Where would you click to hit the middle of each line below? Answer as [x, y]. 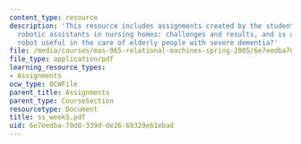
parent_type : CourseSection [62, 101]
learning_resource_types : [57, 68]
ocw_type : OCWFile [43, 84]
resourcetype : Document [54, 109]
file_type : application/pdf [62, 59]
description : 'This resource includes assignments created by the [136, 26]
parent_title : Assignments [60, 92]
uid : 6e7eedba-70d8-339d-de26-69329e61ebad [92, 126]
